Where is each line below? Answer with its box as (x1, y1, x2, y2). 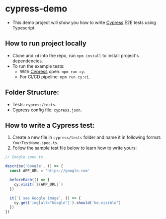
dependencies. (12, 58, 43, 64)
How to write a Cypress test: (5, 121, 95, 130)
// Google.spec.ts (5, 155, 43, 160)
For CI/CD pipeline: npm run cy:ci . (19, 73, 90, 80)
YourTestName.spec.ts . (12, 140, 59, 146)
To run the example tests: (12, 63, 65, 69)
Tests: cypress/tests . (12, 101, 57, 107)
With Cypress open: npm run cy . (19, 68, 85, 74)
